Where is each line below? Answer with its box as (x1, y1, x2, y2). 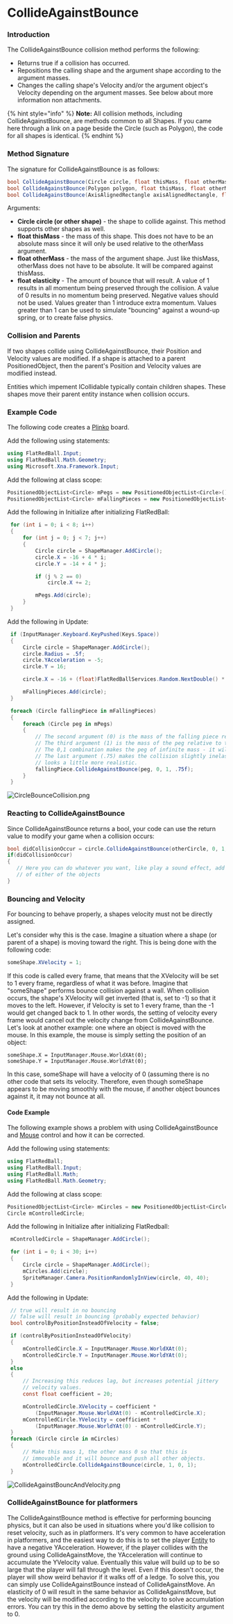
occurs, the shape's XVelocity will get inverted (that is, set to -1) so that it (7, 993, 216, 1002)
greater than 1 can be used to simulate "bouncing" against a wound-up (17, 306, 220, 315)
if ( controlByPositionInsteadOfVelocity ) (10, 1332, 132, 1339)
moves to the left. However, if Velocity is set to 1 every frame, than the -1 (7, 1001, 214, 1009)
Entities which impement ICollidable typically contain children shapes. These (7, 382, 226, 391)
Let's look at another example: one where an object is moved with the (7, 1023, 206, 1032)
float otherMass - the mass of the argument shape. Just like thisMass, (17, 254, 220, 262)
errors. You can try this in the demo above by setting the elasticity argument (7, 1602, 225, 1611)
